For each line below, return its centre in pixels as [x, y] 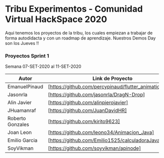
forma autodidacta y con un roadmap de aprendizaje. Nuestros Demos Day [81, 38]
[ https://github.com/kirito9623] [84, 121]
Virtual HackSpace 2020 [56, 19]
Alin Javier [20, 102]
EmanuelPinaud [25, 87]
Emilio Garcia [22, 140]
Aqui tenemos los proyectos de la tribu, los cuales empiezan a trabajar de [79, 33]
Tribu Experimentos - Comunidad [74, 9]
